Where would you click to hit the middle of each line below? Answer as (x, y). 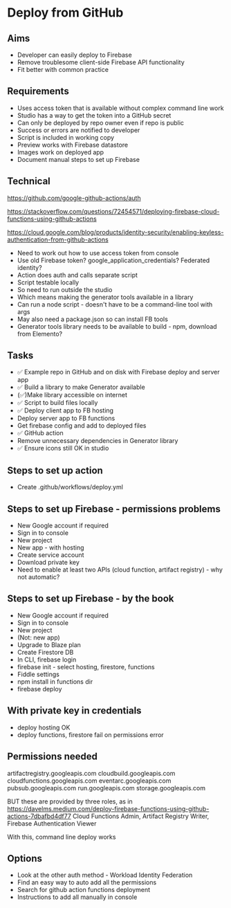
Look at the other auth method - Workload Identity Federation (105, 875)
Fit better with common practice (63, 70)
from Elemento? (40, 334)
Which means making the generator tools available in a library (105, 297)
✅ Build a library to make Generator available (81, 387)
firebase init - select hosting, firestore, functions (86, 666)
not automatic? (38, 577)
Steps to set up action (55, 470)
